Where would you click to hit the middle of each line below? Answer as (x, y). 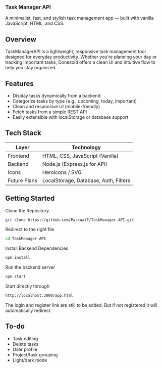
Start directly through (27, 286)
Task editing (25, 338)
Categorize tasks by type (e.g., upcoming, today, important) (75, 101)
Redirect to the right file (30, 229)
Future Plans (23, 180)
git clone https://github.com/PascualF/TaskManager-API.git (70, 220)
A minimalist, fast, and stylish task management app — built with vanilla (79, 18)
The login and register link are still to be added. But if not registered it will (81, 305)
